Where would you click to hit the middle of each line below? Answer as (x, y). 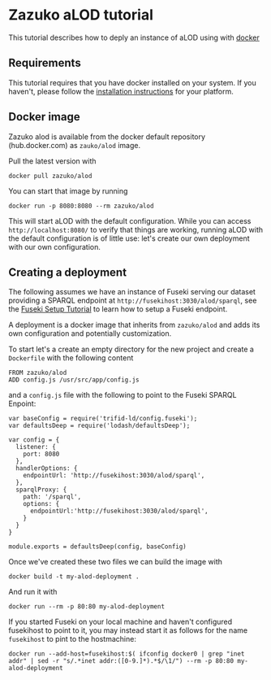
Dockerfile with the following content (71, 358)
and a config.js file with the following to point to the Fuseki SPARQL (123, 395)
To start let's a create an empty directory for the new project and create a (131, 349)
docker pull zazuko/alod (50, 176)
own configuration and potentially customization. (90, 333)
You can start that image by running (68, 191)
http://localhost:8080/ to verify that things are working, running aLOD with (136, 229)
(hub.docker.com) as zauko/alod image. (74, 145)
